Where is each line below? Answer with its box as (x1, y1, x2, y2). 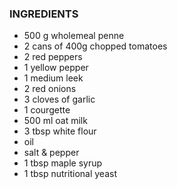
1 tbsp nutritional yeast (23, 168, 117, 180)
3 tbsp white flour (23, 125, 97, 137)
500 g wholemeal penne (23, 30, 125, 42)
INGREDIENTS (9, 7, 79, 21)
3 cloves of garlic (23, 93, 96, 106)
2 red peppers (23, 51, 83, 63)
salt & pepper (23, 147, 80, 159)
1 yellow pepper (23, 62, 89, 74)
